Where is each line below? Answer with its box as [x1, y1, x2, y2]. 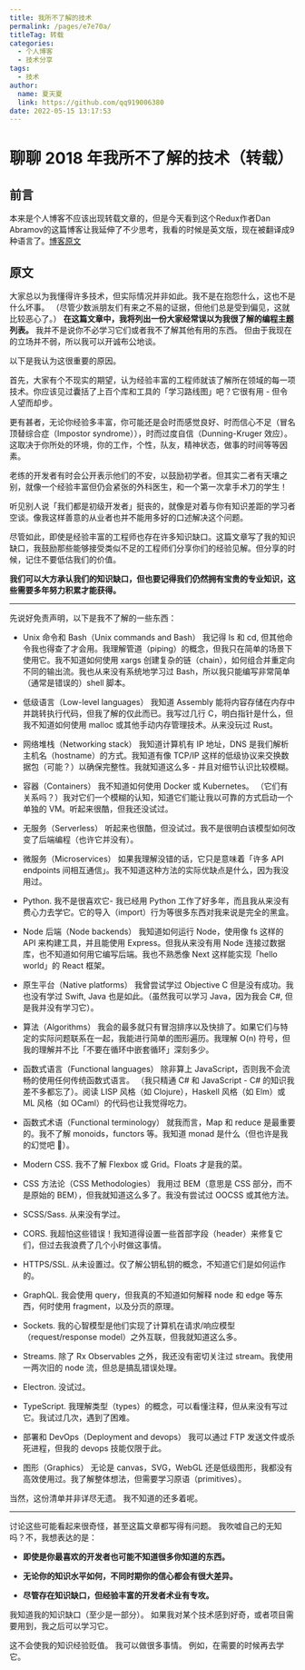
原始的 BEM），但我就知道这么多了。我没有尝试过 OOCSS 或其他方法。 [30, 1189, 294, 1200]
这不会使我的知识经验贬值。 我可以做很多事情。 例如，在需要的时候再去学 [9, 1640, 284, 1651]
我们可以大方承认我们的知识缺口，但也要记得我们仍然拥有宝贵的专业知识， [9, 573, 288, 584]
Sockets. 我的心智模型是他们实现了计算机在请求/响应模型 [22, 1320, 236, 1331]
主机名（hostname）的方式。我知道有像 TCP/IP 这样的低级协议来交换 [22, 751, 281, 761]
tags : [9, 65, 30, 74]
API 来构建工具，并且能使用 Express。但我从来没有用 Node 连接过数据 [22, 938, 286, 949]
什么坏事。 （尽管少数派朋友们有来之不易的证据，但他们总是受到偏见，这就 [9, 302, 290, 313]
